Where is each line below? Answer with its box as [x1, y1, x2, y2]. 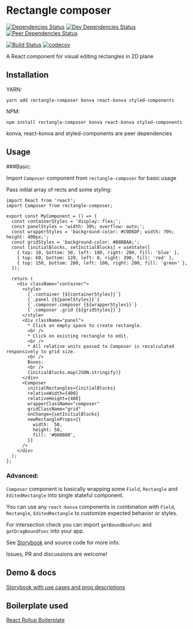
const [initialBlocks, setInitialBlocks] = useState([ [11, 244, 151, 250]
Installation [6, 70, 49, 80]
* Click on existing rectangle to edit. [27, 333, 129, 339]
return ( [11, 275, 33, 282]
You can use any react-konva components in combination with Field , [6, 503, 176, 510]
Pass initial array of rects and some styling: [6, 186, 112, 193]
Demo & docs [6, 568, 57, 578]
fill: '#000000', [32, 432, 76, 438]
